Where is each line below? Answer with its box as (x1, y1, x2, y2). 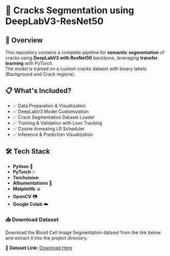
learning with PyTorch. (5, 60, 54, 66)
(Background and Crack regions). (5, 71, 76, 77)
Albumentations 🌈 (12, 180, 52, 186)
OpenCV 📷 (12, 193, 37, 199)
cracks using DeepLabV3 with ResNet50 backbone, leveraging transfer (5, 55, 158, 61)
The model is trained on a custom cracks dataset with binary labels (5, 66, 147, 72)
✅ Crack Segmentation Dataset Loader (12, 114, 95, 120)
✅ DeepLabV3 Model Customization (12, 108, 89, 114)
